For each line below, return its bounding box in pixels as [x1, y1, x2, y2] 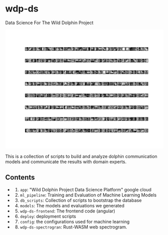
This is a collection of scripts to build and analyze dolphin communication [5, 153, 157, 159]
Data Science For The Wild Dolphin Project [5, 20, 94, 26]
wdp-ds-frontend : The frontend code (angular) [20, 208, 116, 214]
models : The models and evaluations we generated [20, 202, 125, 208]
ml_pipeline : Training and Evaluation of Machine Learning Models [20, 192, 157, 198]
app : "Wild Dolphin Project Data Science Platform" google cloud [20, 186, 152, 192]
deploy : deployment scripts [20, 213, 76, 219]
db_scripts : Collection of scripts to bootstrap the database [20, 197, 142, 203]
